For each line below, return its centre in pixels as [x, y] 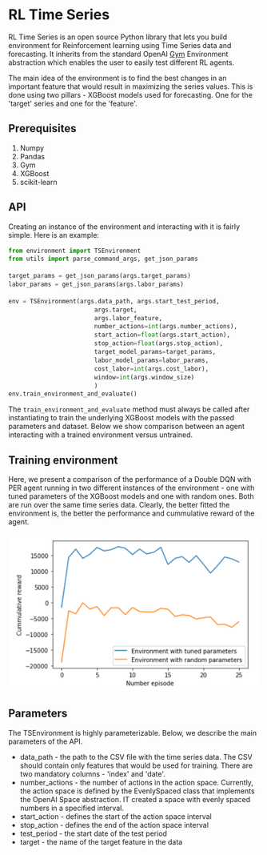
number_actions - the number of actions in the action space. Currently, [137, 782]
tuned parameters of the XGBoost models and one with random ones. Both [131, 496]
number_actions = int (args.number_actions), [166, 327]
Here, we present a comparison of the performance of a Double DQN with [130, 480]
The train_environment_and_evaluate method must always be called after [129, 409]
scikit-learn [38, 182]
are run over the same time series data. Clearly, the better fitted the [119, 505]
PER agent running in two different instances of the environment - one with [132, 488]
